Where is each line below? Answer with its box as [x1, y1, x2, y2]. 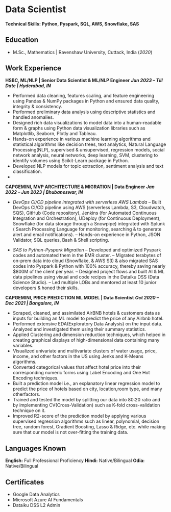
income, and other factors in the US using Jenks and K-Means [12, 353, 144, 360]
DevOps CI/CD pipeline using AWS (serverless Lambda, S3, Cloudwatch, [12, 204, 166, 211]
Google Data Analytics [12, 491, 60, 498]
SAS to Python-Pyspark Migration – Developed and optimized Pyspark [12, 247, 161, 253]
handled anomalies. [12, 114, 54, 120]
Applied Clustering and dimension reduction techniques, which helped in [12, 331, 166, 338]
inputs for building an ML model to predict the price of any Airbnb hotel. [12, 315, 164, 322]
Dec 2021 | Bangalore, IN [5, 300, 59, 306]
